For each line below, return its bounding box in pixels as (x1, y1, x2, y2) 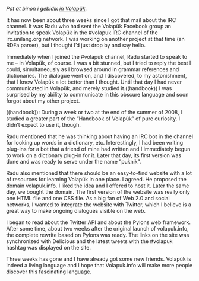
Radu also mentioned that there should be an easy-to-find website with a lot (6, 170, 192, 177)
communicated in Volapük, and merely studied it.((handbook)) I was (6, 85, 172, 91)
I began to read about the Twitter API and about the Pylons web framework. (6, 219, 191, 226)
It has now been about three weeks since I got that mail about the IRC (6, 17, 176, 23)
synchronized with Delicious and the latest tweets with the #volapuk (6, 238, 173, 245)
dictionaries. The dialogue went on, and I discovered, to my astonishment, (6, 72, 187, 79)
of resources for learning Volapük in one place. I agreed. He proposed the (6, 176, 187, 183)
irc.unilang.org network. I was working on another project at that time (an (6, 36, 185, 42)
